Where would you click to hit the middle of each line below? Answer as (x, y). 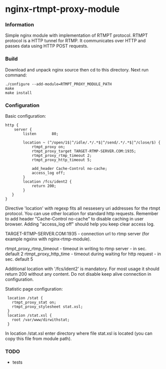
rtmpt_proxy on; (48, 147)
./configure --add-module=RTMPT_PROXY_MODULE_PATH (58, 84)
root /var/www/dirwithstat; (41, 320)
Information (20, 25)
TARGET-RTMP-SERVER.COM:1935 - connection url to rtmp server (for (77, 234)
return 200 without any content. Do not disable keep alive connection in (78, 274)
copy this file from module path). (38, 339)
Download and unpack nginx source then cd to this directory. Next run (77, 70)
